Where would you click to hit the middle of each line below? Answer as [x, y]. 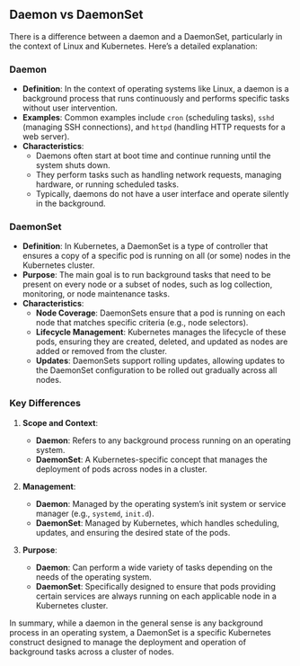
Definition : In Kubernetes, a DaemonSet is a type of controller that [145, 246]
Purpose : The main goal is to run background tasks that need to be [146, 275]
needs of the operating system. [94, 577]
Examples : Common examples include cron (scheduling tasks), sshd [148, 118]
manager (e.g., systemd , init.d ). [95, 513]
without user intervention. [70, 108]
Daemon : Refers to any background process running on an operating [163, 440]
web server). [46, 137]
